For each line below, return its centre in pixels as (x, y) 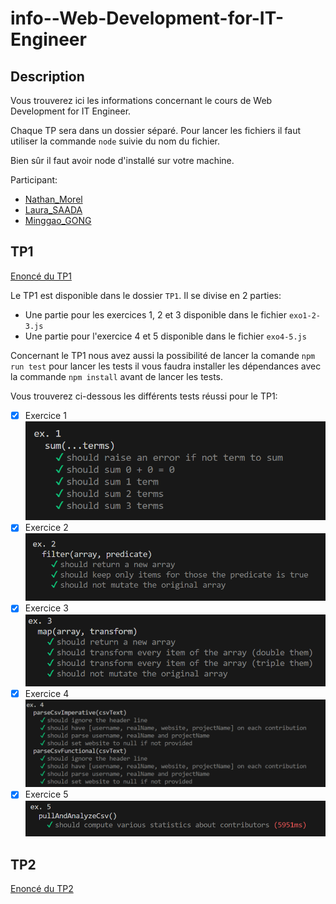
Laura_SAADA (53, 210)
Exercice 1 (45, 415)
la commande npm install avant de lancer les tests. (117, 376)
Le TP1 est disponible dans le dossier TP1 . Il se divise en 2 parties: (146, 295)
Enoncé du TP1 (41, 276)
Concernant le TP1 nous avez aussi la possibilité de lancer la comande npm (163, 355)
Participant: (34, 180)
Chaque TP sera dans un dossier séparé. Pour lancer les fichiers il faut (156, 130)
